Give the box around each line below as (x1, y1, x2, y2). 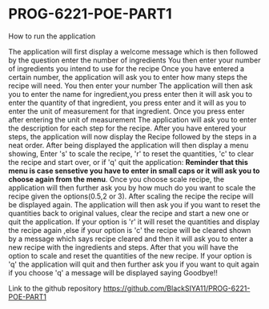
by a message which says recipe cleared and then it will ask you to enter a (8, 234, 254, 243)
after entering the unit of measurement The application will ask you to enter (8, 114, 257, 124)
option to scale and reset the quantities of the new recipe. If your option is (8, 251, 252, 260)
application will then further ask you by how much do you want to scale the (8, 183, 256, 192)
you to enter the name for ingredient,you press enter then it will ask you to (8, 89, 253, 98)
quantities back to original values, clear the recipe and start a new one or (8, 208, 250, 218)
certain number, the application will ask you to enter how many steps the (8, 72, 248, 82)
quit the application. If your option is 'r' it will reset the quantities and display (8, 217, 260, 227)
